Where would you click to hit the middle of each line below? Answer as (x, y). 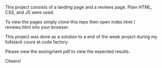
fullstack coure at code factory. (37, 42)
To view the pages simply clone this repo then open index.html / (70, 22)
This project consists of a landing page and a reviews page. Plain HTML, (79, 7)
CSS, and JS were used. (30, 12)
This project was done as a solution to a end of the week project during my (81, 37)
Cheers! (13, 61)
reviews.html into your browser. (37, 27)
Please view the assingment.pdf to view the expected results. (67, 51)
